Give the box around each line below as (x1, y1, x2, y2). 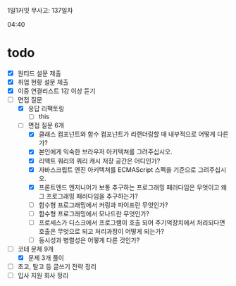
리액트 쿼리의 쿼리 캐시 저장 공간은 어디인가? (38, 156, 161, 165)
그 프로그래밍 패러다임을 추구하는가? (38, 192, 139, 200)
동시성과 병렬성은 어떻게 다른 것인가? (38, 235, 140, 244)
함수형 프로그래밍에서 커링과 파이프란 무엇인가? (38, 200, 168, 209)
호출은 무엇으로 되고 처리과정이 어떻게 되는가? (38, 227, 164, 235)
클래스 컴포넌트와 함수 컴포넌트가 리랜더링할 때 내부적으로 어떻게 (38, 130, 216, 139)
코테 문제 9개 (17, 244, 54, 253)
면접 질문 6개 (27, 121, 65, 130)
